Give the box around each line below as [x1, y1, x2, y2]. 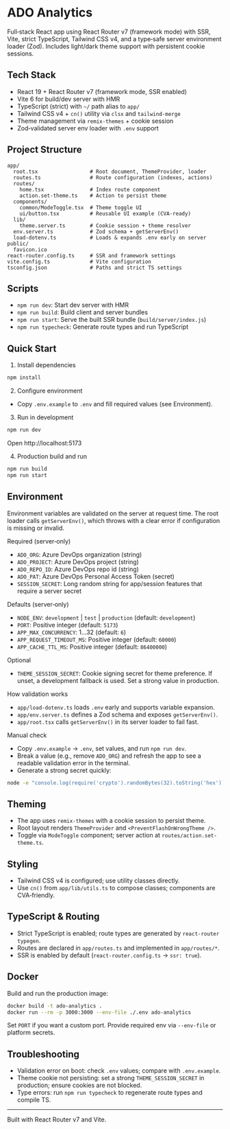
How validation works [7, 690, 68, 698]
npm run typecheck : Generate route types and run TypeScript [16, 323, 189, 331]
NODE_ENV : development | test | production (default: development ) [16, 613, 196, 622]
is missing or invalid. [7, 524, 65, 532]
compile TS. [16, 1096, 51, 1104]
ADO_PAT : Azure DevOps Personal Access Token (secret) [16, 572, 175, 581]
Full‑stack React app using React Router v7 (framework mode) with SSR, [7, 27, 211, 36]
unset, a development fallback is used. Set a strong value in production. [16, 676, 220, 684]
